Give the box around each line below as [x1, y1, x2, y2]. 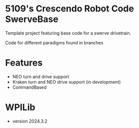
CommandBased [12, 84, 47, 90]
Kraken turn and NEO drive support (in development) [12, 79, 121, 85]
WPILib [5, 102, 36, 113]
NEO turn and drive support [12, 73, 69, 80]
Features [5, 57, 43, 69]
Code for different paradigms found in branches [5, 39, 104, 45]
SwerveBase [5, 13, 59, 25]
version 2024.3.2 [12, 118, 48, 124]
